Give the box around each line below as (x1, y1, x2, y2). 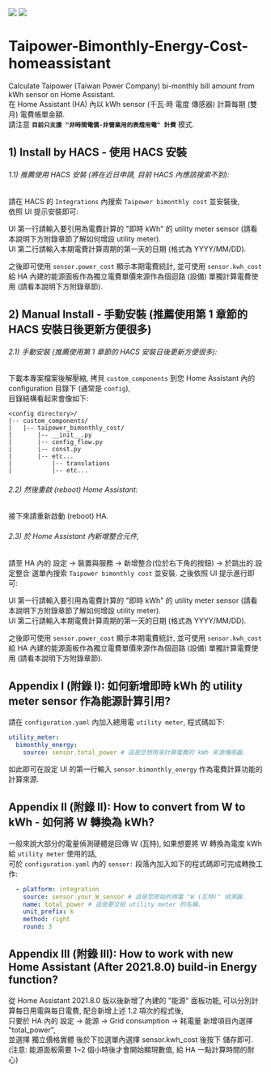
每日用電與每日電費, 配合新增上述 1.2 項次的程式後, (15, 1006, 184, 1015)
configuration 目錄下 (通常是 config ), (8, 383, 131, 393)
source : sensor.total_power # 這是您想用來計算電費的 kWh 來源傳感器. (23, 749, 247, 757)
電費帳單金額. (19, 109, 66, 119)
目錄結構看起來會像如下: (8, 394, 89, 404)
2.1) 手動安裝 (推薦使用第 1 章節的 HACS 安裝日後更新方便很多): (8, 347, 218, 357)
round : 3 (23, 923, 53, 931)
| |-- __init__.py (8, 431, 92, 439)
